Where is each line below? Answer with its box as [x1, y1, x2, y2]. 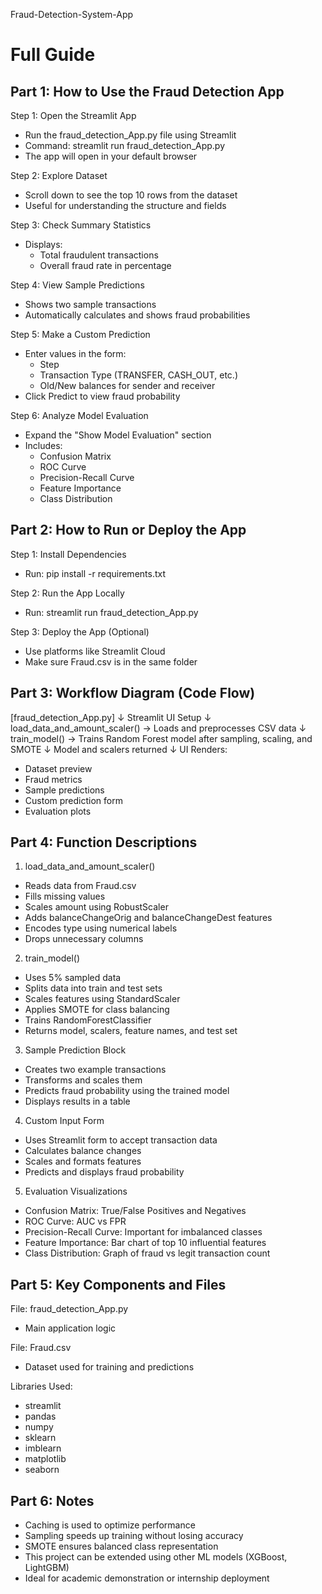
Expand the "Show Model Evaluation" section [24, 429, 212, 441]
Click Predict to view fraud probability [24, 390, 181, 402]
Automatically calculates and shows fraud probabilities [24, 309, 251, 321]
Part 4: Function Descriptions [10, 834, 198, 851]
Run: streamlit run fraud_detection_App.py [24, 606, 199, 618]
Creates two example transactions [24, 1064, 167, 1076]
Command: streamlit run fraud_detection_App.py [24, 140, 226, 151]
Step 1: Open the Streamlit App [10, 110, 137, 121]
